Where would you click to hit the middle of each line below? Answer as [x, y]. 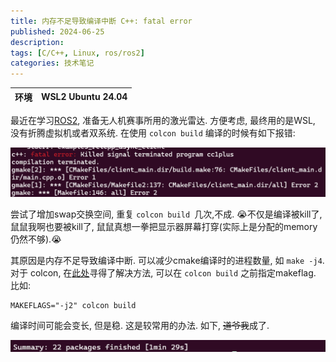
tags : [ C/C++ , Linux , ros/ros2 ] [77, 53]
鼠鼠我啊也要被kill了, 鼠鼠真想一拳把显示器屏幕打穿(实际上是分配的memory [164, 226]
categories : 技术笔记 [52, 63]
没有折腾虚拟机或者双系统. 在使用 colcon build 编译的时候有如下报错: [153, 133]
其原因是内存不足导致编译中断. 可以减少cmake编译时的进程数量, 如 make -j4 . [167, 260]
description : [37, 42]
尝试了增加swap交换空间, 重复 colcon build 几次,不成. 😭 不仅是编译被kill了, [166, 214]
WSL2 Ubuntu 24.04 [84, 97]
